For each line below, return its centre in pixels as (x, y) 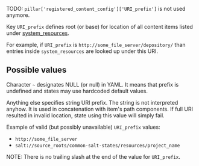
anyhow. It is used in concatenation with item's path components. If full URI (99, 109)
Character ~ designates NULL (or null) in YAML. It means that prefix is (93, 84)
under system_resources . (38, 33)
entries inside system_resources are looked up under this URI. (82, 51)
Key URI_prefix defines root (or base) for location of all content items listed (99, 27)
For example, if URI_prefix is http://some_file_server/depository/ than (96, 45)
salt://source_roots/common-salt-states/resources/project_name (97, 146)
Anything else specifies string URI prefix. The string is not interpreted (92, 102)
